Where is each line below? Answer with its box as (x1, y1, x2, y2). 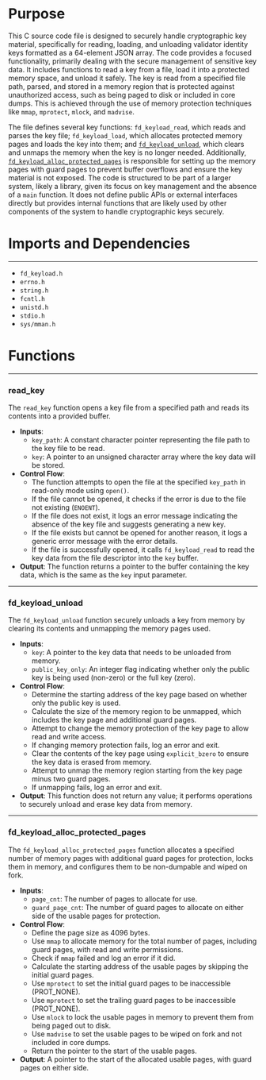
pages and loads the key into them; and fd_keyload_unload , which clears (8, 139, 245, 148)
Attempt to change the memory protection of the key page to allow (31, 723, 249, 733)
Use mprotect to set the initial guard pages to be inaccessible (31, 978, 231, 988)
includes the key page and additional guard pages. (31, 715, 197, 725)
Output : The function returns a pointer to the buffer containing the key (19, 561, 249, 572)
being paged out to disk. (31, 1020, 112, 1030)
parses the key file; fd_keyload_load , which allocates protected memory (8, 130, 243, 140)
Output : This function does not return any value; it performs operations (19, 791, 253, 800)
